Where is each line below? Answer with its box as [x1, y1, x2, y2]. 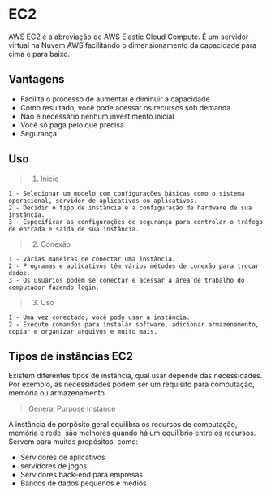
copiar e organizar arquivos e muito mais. [8, 327, 158, 335]
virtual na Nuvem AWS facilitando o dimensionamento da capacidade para [8, 40, 257, 50]
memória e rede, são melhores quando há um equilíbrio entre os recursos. [8, 428, 256, 438]
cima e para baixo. [8, 49, 71, 58]
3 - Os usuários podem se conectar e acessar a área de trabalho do [8, 276, 245, 284]
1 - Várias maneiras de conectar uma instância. [8, 255, 176, 263]
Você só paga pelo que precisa [19, 119, 124, 130]
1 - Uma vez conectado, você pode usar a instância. [8, 313, 191, 321]
